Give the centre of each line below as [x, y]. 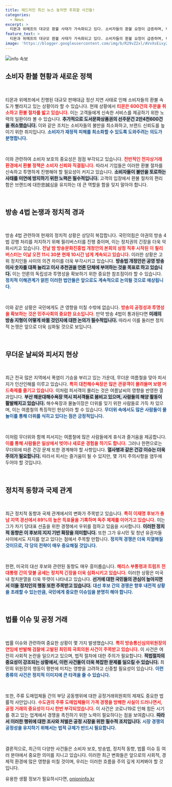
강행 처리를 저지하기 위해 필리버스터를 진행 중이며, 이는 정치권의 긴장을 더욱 [86, 242]
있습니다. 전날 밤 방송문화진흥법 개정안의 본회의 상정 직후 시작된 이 [88, 248]
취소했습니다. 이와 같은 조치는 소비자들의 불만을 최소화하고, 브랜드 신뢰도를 [85, 125]
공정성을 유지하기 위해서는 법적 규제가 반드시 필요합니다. [61, 728]
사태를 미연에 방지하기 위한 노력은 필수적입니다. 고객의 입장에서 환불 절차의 [79, 178]
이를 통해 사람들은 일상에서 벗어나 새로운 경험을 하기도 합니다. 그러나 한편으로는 [84, 443]
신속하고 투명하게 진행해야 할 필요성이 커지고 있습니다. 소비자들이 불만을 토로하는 [86, 172]
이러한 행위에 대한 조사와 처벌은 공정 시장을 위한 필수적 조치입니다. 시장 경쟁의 [87, 721]
